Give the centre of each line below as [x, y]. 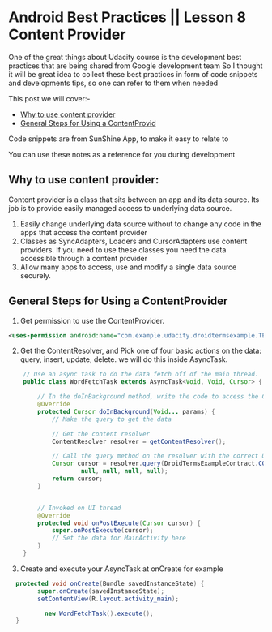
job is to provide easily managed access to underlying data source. [120, 208]
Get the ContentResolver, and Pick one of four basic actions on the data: [140, 351]
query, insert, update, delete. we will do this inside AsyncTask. [124, 359]
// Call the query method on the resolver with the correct [155, 456]
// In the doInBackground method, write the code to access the [148, 397]
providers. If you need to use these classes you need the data [123, 249]
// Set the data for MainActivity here [119, 538]
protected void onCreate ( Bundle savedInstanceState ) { [110, 583]
